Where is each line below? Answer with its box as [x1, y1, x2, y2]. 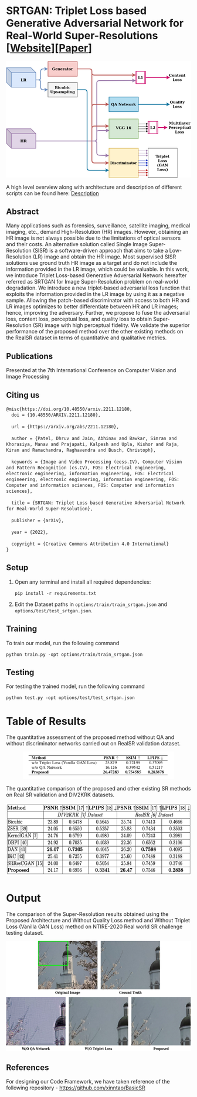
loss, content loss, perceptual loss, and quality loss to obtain [6, 315, 152, 323]
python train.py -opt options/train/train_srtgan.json [6, 652, 143, 657]
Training [6, 624, 38, 634]
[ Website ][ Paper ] [6, 42, 93, 55]
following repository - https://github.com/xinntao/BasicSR [6, 1084, 145, 1091]
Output [6, 891, 41, 905]
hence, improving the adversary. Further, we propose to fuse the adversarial [6, 309, 190, 316]
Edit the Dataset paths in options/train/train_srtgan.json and [14, 601, 168, 608]
